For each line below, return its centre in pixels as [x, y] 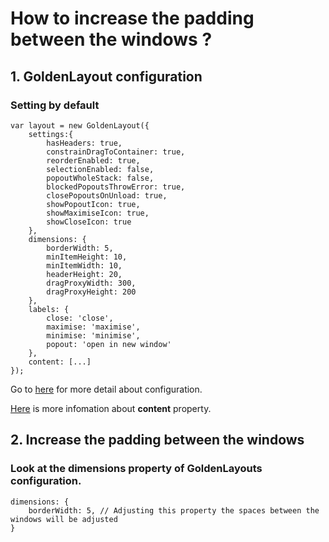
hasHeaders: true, [84, 143]
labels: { [49, 309]
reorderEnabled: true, [93, 160]
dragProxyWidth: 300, [91, 283]
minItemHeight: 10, [87, 257]
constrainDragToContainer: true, [116, 152]
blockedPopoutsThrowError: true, [116, 187]
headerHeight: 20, [84, 274]
